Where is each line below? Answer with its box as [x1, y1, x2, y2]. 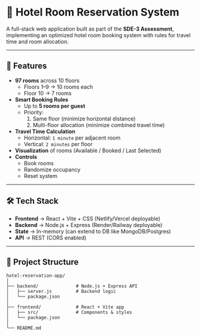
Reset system [23, 172, 58, 179]
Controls [14, 153, 38, 161]
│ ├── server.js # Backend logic [6, 289, 117, 295]
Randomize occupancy [23, 166, 81, 173]
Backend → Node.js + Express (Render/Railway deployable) [14, 221, 163, 228]
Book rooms [23, 159, 54, 167]
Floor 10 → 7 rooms [23, 89, 72, 96]
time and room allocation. [6, 38, 69, 45]
